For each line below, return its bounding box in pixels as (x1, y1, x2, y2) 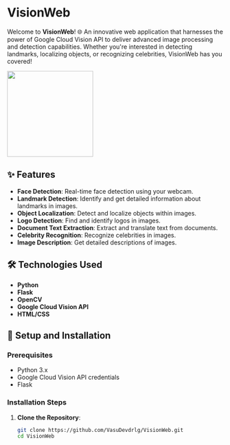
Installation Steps (7, 398, 67, 407)
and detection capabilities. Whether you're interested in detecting (7, 43, 193, 51)
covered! (7, 57, 32, 65)
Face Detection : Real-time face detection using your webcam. (16, 187, 194, 195)
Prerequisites (7, 350, 53, 360)
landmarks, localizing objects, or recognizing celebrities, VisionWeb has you (7, 49, 222, 58)
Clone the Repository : (16, 413, 81, 422)
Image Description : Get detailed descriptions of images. (16, 238, 177, 247)
